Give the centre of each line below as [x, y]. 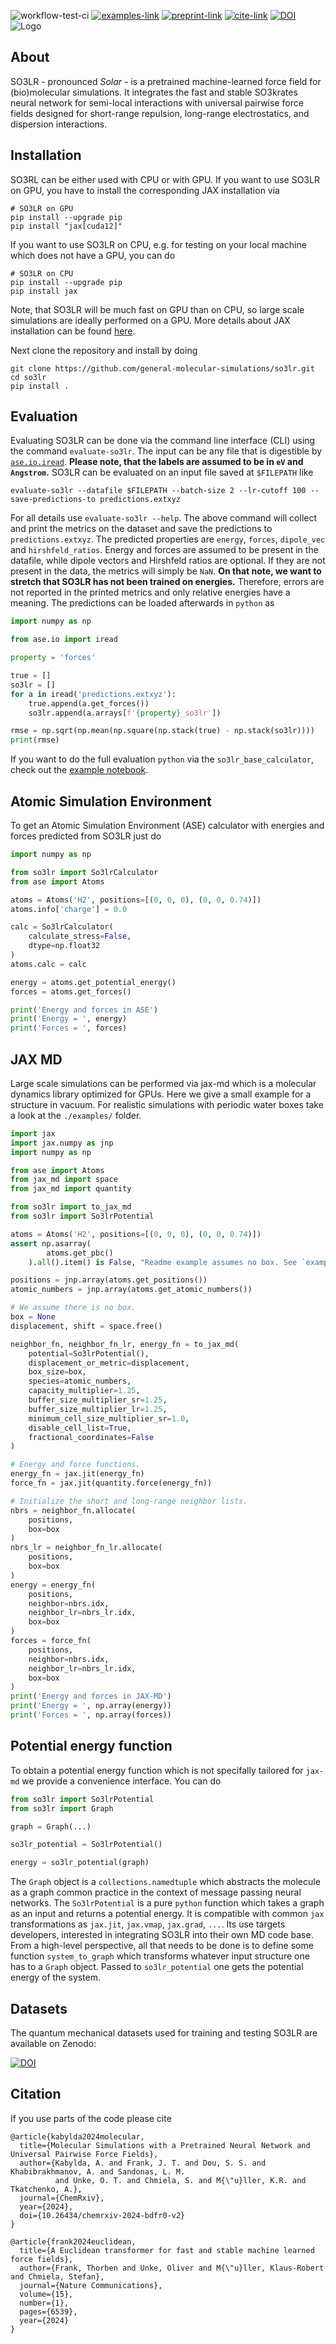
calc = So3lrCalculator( [62, 927]
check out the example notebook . [79, 770]
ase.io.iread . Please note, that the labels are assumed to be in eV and [157, 462]
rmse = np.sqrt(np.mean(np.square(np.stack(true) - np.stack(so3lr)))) [162, 731]
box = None [33, 1317]
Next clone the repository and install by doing [104, 350]
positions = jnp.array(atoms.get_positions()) [109, 1280]
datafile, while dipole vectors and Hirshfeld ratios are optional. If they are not [168, 561]
